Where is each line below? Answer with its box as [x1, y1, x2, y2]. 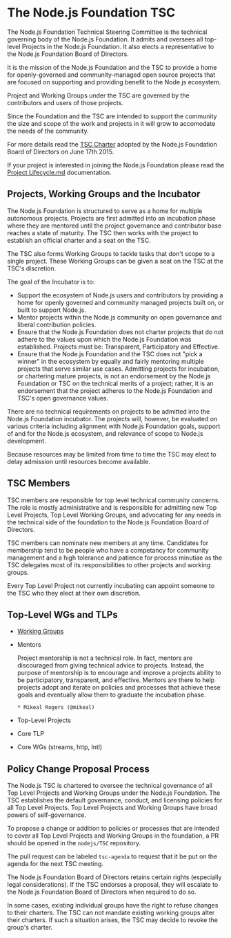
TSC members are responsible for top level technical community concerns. [7, 496, 221, 504]
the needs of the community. [7, 127, 89, 135]
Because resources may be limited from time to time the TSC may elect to [7, 450, 217, 458]
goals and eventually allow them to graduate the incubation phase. [17, 690, 206, 699]
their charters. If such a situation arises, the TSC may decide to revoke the [7, 916, 219, 924]
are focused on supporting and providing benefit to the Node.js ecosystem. [7, 77, 221, 86]
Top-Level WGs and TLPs [7, 609, 119, 620]
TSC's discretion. [7, 264, 57, 273]
